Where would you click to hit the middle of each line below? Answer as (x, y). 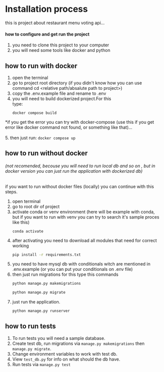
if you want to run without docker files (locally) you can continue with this (80, 186)
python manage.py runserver (41, 311)
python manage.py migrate (39, 293)
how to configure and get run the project (47, 34)
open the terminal (30, 77)
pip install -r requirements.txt (47, 255)
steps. (11, 191)
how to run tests (31, 326)
